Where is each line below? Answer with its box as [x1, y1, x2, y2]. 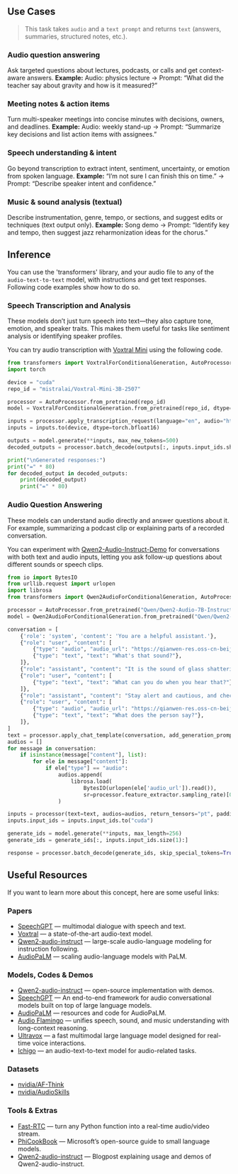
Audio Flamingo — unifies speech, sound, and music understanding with [17, 1016, 229, 1025]
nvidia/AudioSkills [17, 1088, 70, 1096]
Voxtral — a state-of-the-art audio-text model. [17, 929, 153, 938]
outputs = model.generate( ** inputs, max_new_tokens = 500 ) [7, 437, 179, 444]
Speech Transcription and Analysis [7, 300, 131, 310]
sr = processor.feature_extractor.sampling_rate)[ [83, 791, 230, 799]
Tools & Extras [7, 1106, 58, 1116]
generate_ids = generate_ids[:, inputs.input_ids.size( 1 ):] [7, 837, 189, 844]
